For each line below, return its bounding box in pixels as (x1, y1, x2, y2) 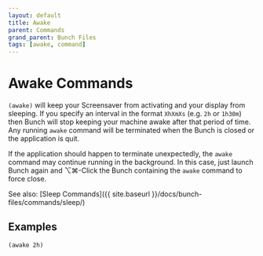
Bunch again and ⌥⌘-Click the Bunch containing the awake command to (8, 166, 243, 175)
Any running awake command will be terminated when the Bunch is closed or (8, 126, 255, 135)
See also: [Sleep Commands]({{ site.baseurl (8, 189, 151, 199)
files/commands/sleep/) (8, 198, 86, 207)
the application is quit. (8, 134, 80, 144)
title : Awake (8, 19, 51, 27)
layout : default (8, 11, 61, 20)
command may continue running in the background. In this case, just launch (8, 158, 254, 167)
